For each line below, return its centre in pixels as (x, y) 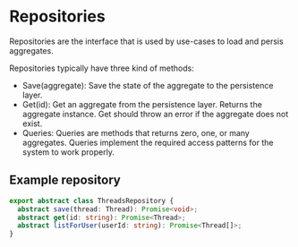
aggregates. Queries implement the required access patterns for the (148, 142)
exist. (32, 123)
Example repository (65, 180)
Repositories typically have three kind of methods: (102, 68)
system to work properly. (68, 152)
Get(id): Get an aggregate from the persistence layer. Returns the (142, 104)
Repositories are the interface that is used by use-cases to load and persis (146, 41)
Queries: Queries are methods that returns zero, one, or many (136, 132)
